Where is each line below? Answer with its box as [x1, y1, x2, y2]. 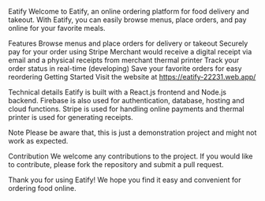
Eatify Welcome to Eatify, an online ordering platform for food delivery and [8, 7, 250, 16]
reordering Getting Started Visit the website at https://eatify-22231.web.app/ [8, 73, 256, 81]
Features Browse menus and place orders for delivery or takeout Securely [8, 39, 248, 48]
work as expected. [8, 136, 69, 145]
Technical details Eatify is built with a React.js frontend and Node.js [8, 87, 227, 97]
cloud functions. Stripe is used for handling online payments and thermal [8, 104, 244, 114]
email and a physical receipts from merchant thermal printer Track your [8, 55, 240, 65]
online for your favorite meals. [8, 24, 106, 32]
